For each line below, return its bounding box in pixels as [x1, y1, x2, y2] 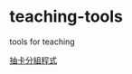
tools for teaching [9, 36, 75, 47]
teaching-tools [9, 6, 124, 27]
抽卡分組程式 [9, 54, 57, 65]
